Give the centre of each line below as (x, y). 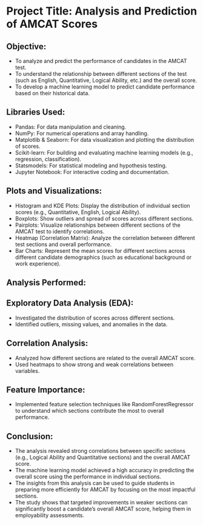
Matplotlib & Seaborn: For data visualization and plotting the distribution (105, 139)
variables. (27, 370)
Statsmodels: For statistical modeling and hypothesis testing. (91, 166)
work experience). (38, 263)
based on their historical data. (52, 93)
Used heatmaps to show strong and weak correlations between (94, 364)
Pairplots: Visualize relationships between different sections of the (98, 225)
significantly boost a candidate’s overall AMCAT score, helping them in (103, 509)
